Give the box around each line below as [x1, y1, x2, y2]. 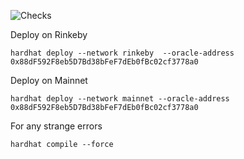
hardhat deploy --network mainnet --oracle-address [10, 94, 230, 104]
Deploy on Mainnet [10, 75, 88, 86]
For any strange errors [10, 120, 103, 132]
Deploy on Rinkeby [10, 29, 88, 40]
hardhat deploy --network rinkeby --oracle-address [10, 48, 235, 58]
